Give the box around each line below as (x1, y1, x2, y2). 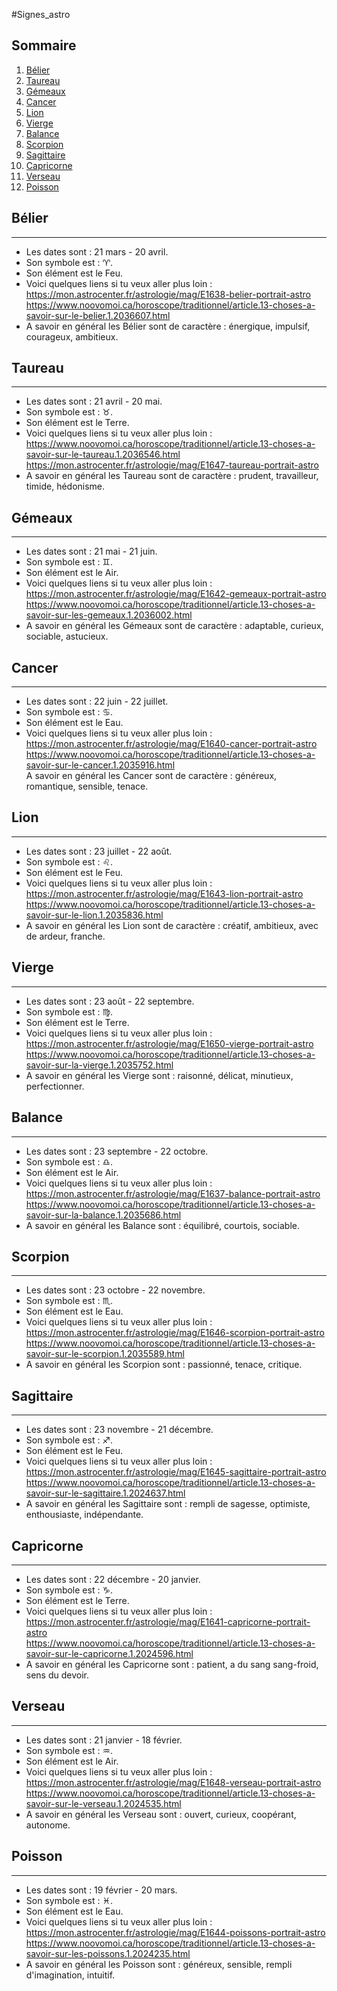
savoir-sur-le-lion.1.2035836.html (25, 909, 164, 921)
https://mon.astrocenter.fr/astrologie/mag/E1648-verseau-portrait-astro (25, 1776, 322, 1788)
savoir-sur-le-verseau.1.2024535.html (25, 1797, 182, 1809)
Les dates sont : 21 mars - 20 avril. (25, 245, 169, 258)
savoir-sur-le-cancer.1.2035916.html (25, 759, 176, 771)
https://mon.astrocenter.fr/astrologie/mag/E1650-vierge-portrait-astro (25, 1037, 314, 1049)
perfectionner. (25, 1080, 85, 1092)
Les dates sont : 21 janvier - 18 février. (25, 1734, 183, 1746)
